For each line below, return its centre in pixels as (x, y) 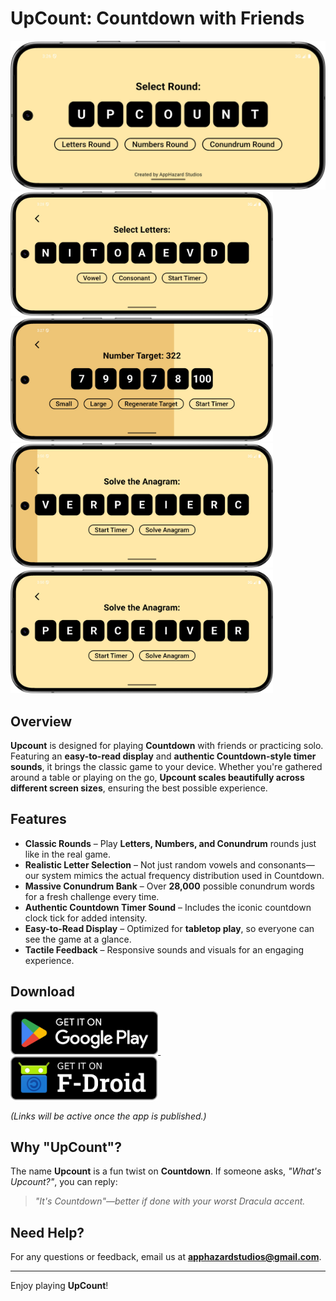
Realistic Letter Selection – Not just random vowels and (140, 864)
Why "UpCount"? (66, 1147)
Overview (41, 721)
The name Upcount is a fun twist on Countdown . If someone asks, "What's (166, 1171)
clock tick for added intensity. (86, 918)
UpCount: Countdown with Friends (157, 18)
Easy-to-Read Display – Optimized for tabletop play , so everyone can (169, 928)
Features (38, 819)
